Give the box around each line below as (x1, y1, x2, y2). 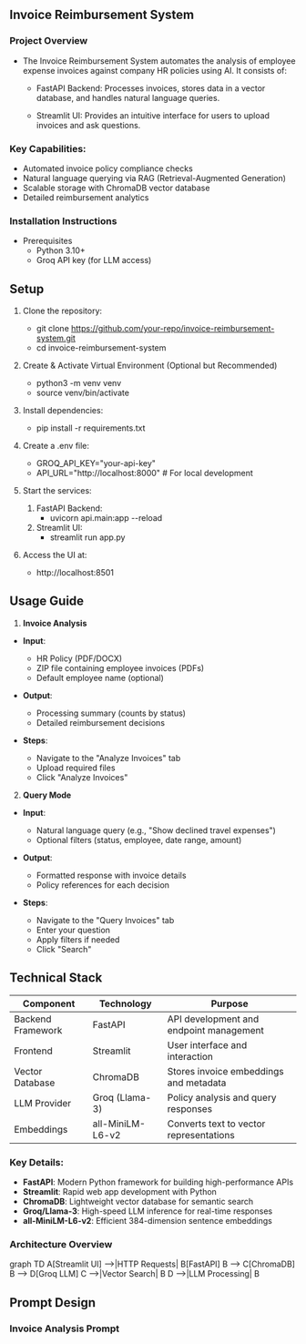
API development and (167, 1013, 260, 1025)
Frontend (14, 1044, 53, 1057)
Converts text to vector (167, 1117, 266, 1130)
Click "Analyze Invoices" (36, 771, 128, 782)
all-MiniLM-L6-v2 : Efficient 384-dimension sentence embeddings (22, 1216, 273, 1227)
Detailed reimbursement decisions (36, 717, 166, 728)
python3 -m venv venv (36, 378, 122, 389)
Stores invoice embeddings (167, 1064, 284, 1077)
